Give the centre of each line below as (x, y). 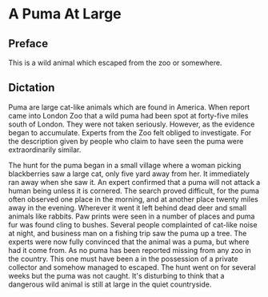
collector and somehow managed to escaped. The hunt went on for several (132, 267)
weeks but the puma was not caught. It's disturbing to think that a (116, 275)
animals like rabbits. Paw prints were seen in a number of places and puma (132, 216)
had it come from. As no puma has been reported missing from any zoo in (130, 250)
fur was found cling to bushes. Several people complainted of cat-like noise (133, 224)
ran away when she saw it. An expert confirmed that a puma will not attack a (134, 182)
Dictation (32, 88)
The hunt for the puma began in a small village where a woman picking (125, 165)
